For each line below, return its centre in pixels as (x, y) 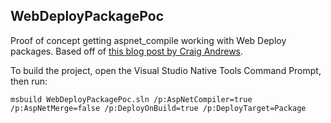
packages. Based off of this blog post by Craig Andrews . (127, 51)
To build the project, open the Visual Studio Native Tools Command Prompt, (166, 70)
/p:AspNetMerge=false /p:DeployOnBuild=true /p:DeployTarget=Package (158, 108)
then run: (29, 81)
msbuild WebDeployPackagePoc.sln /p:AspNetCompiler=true (131, 99)
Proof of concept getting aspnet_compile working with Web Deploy (148, 40)
